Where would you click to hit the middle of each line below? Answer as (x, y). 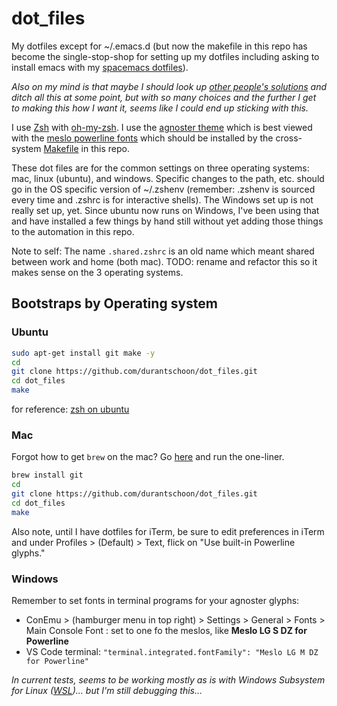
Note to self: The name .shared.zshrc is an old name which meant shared (163, 251)
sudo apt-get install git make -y (83, 353)
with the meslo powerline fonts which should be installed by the (142, 138)
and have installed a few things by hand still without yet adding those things (167, 221)
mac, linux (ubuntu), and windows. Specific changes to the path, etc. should (168, 178)
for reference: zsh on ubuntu (70, 409)
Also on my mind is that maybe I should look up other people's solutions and (169, 86)
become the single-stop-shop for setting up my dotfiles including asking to (165, 56)
